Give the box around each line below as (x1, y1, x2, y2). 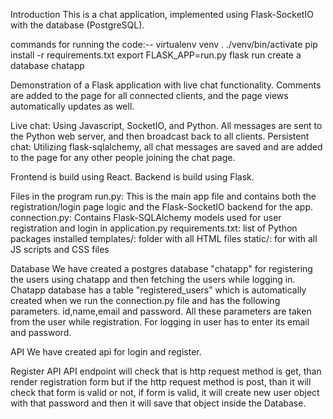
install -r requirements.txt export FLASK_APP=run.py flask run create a (10, 49, 302, 61)
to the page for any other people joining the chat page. (10, 152, 236, 163)
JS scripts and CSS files (10, 244, 110, 255)
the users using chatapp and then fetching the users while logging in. (10, 274, 296, 285)
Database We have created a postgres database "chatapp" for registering (10, 263, 313, 274)
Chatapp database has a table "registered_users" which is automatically (10, 284, 307, 296)
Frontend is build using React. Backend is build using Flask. (10, 171, 255, 183)
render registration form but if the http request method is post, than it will (10, 376, 312, 388)
